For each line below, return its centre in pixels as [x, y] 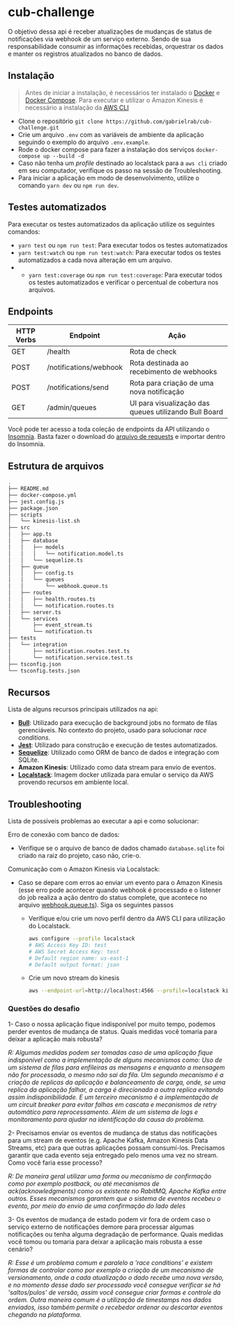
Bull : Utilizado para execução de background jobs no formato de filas [118, 723]
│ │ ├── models [36, 547]
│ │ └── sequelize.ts [45, 560]
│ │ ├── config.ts [41, 573]
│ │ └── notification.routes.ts [61, 605]
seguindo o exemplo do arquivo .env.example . [84, 142]
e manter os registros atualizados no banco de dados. [85, 54]
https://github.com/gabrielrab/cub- [159, 122]
